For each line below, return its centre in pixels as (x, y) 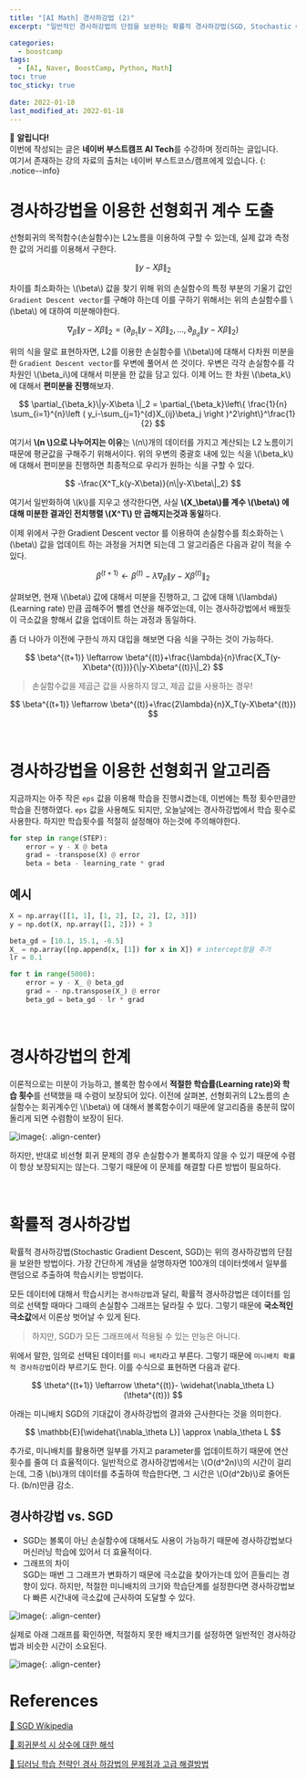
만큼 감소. (57, 1485)
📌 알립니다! (30, 138)
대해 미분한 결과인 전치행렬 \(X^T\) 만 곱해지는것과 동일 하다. (115, 514)
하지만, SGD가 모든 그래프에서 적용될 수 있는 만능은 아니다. (136, 1336)
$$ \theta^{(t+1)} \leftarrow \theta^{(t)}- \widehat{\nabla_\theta (148, 1385)
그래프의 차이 (46, 1563)
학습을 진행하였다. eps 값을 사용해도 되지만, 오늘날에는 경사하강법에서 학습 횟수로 (153, 810)
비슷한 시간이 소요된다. (66, 1646)
